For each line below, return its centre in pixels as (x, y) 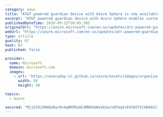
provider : (15, 58)
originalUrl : (18, 27)
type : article (19, 37)
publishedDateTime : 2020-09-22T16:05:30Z (48, 23)
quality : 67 (17, 41)
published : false (23, 50)
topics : (13, 94)
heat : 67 (14, 45)
